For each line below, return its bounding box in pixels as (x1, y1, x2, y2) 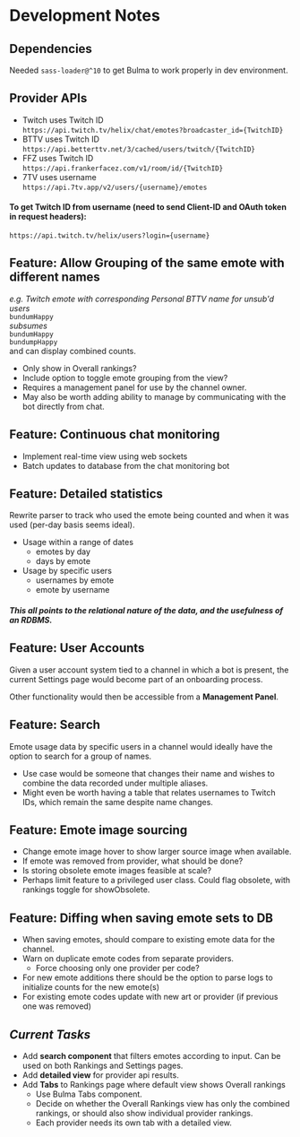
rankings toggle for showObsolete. (21, 884, 150, 895)
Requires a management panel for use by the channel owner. (21, 382, 247, 393)
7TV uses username (21, 171, 97, 182)
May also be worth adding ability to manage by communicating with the (21, 391, 287, 402)
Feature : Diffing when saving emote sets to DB (9, 910, 273, 925)
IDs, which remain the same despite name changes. (21, 796, 213, 807)
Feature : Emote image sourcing (9, 822, 188, 838)
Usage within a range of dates (21, 537, 134, 548)
